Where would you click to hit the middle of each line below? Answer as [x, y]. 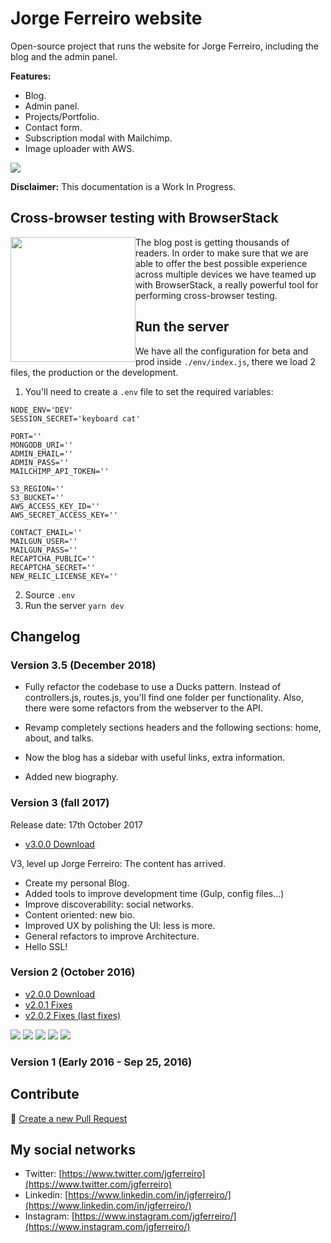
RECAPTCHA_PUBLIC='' [53, 558]
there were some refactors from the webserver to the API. [143, 708]
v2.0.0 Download [60, 994]
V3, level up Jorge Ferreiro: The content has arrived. [118, 863]
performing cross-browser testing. [206, 295]
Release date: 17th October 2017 [76, 824]
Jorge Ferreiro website [106, 18]
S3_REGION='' [37, 488]
